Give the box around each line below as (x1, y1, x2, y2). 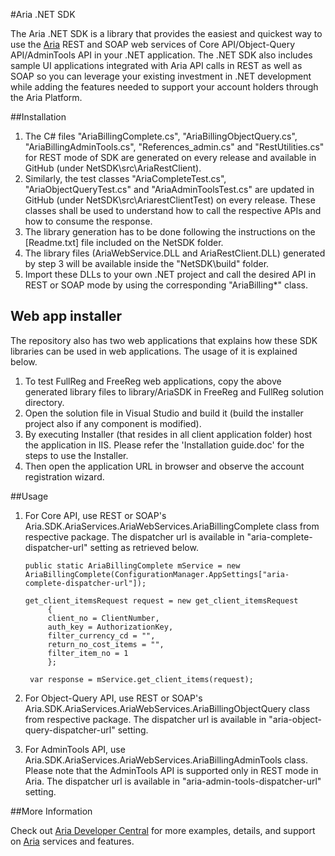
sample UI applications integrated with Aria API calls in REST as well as (10, 60, 303, 71)
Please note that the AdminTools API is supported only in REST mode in (24, 764, 319, 776)
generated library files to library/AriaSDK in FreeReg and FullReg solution (24, 385, 325, 398)
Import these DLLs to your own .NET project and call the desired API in (24, 269, 317, 280)
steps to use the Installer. (24, 449, 129, 461)
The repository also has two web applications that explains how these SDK (10, 334, 318, 346)
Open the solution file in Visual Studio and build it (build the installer (24, 407, 304, 419)
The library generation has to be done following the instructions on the (24, 226, 316, 238)
